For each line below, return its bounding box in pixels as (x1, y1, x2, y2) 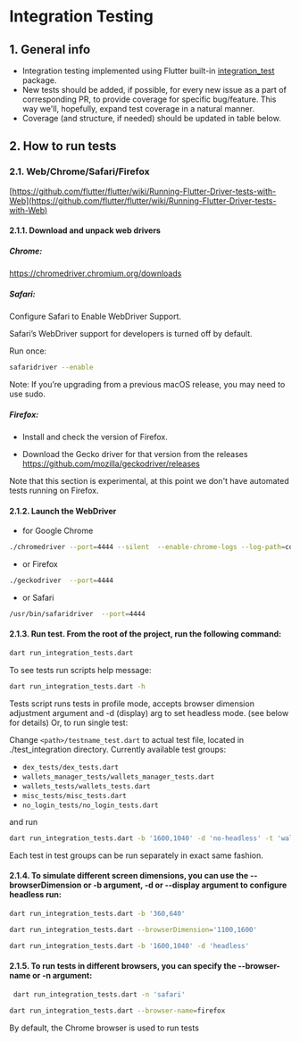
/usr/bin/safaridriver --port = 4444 (9, 610, 146, 619)
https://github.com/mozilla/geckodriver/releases (21, 458, 201, 470)
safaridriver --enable (9, 363, 94, 372)
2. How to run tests (9, 138, 117, 154)
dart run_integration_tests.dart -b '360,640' (9, 909, 186, 918)
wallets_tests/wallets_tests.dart (21, 781, 151, 791)
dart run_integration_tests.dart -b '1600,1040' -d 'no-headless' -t (9, 833, 274, 843)
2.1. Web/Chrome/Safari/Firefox (9, 165, 150, 178)
